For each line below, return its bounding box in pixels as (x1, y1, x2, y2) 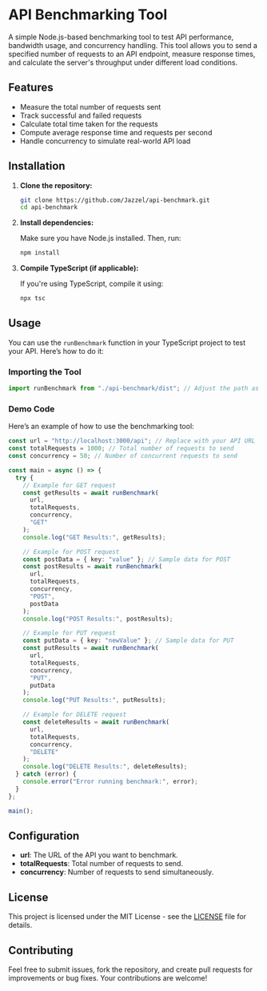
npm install (19, 249, 60, 257)
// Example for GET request (22, 481, 116, 489)
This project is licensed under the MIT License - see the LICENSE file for (8, 912, 246, 921)
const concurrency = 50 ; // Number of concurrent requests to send (8, 452, 238, 460)
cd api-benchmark (19, 203, 78, 211)
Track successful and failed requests (19, 110, 142, 120)
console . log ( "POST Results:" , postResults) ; (22, 615, 173, 623)
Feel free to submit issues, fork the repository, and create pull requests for (8, 965, 253, 974)
